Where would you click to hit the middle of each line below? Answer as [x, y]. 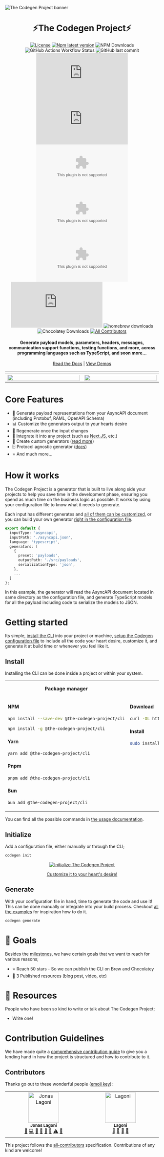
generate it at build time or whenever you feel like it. [57, 646]
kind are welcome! [24, 1150]
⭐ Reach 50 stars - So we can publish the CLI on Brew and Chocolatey [83, 969]
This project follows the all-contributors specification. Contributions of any [80, 1145]
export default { [23, 528]
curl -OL [140, 719]
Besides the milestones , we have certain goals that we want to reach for [78, 954]
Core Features [34, 399]
